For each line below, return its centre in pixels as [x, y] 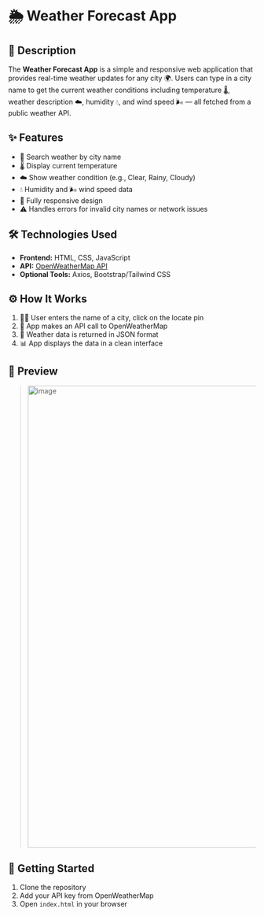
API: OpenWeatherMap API [64, 266]
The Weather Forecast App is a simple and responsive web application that [131, 69]
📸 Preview [33, 371]
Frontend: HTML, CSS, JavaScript [75, 257]
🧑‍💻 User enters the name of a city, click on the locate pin [112, 318]
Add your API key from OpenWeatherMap [87, 896]
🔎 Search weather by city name [70, 157]
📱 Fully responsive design [61, 200]
